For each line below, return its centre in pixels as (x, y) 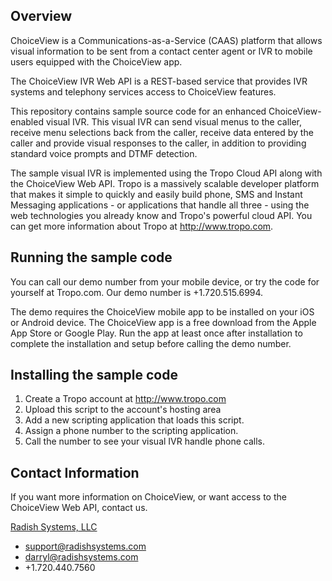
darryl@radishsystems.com (81, 557)
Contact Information (75, 472)
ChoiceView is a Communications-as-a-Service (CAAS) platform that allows (166, 40)
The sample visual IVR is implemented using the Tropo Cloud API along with (166, 173)
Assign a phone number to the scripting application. (131, 431)
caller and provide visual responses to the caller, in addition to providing (158, 143)
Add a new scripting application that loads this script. (134, 420)
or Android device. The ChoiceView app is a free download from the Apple (163, 322)
